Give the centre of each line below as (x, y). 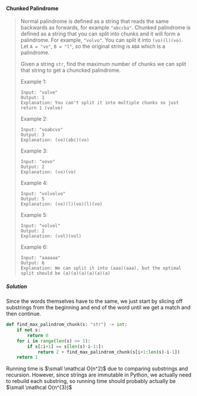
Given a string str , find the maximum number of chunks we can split (103, 64)
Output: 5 (33, 199)
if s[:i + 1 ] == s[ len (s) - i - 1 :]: (66, 346)
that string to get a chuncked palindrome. (71, 70)
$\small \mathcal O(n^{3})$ (39, 387)
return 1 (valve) (42, 108)
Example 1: (34, 82)
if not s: (29, 330)
